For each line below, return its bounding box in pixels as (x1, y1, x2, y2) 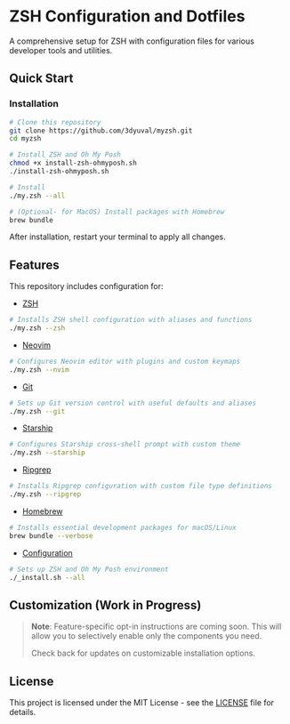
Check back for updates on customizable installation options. (30, 648, 256, 659)
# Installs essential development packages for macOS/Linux (9, 523, 238, 532)
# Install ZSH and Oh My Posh (9, 150, 122, 159)
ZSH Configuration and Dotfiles (9, 6, 246, 27)
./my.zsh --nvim (9, 365, 69, 374)
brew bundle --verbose (9, 531, 93, 540)
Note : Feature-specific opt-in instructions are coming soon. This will (30, 621, 282, 632)
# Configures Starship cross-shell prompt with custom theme (9, 440, 241, 449)
